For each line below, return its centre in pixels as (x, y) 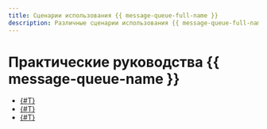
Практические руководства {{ (114, 62)
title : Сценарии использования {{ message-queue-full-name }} (113, 15)
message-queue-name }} (94, 79)
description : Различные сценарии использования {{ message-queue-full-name (136, 23)
